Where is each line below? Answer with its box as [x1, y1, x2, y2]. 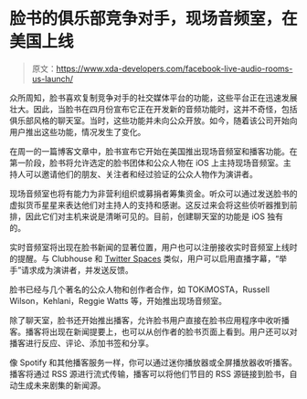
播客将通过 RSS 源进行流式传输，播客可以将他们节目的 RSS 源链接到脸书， [9, 368, 290, 379]
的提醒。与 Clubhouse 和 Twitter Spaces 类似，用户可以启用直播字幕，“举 [9, 253, 288, 264]
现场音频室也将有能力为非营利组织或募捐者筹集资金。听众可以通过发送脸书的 [9, 188, 298, 199]
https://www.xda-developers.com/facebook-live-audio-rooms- [56, 63, 293, 74]
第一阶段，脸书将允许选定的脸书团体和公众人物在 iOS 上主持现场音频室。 [9, 157, 283, 168]
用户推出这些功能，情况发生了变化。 [9, 126, 146, 137]
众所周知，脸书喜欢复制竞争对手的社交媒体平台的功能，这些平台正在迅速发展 [9, 92, 298, 103]
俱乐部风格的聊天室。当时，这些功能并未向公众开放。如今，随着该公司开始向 [9, 115, 298, 126]
